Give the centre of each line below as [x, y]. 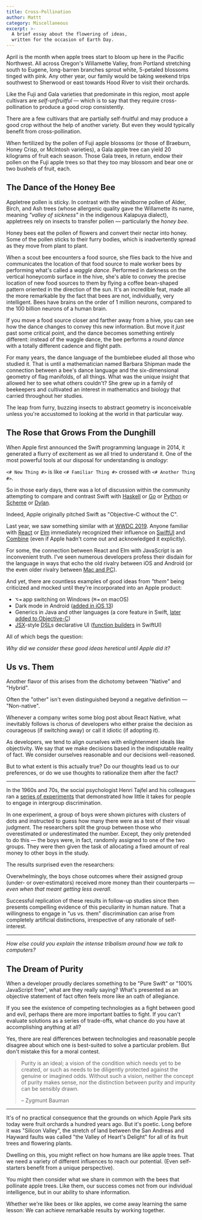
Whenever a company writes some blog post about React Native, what [93, 717]
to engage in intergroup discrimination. [54, 803]
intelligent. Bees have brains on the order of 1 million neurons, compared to [99, 302]
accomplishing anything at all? [44, 1027]
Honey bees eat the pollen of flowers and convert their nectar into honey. [97, 233]
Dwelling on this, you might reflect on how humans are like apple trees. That [100, 1155]
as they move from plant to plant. [47, 246]
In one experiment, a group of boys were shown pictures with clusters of [96, 815]
